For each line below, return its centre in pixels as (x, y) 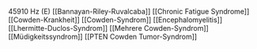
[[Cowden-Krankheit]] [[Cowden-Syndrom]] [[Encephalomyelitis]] (115, 20)
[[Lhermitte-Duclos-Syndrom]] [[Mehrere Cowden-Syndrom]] (109, 28)
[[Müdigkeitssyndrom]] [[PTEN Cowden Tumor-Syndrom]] (103, 36)
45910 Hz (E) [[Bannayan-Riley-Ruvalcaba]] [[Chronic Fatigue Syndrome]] (129, 11)
